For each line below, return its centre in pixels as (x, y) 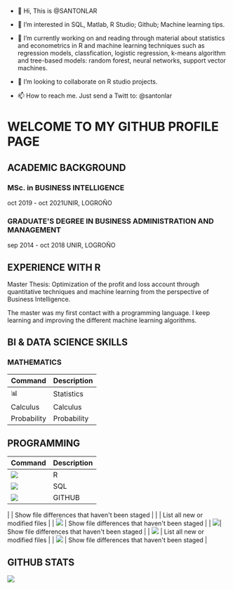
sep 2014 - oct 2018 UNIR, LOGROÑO (61, 245)
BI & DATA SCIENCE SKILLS (68, 342)
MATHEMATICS (34, 362)
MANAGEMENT (34, 230)
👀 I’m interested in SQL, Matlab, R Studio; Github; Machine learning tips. (121, 24)
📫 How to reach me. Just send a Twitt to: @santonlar (95, 96)
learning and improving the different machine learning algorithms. (102, 320)
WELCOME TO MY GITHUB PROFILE (113, 127)
